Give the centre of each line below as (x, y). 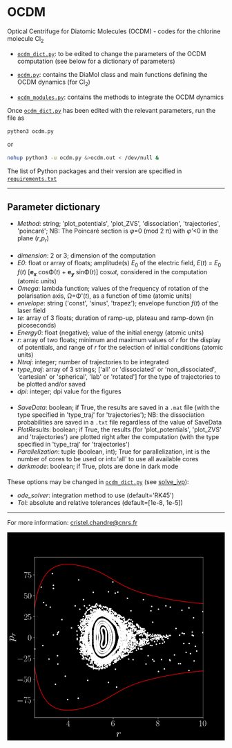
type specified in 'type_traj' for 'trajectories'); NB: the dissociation (111, 415)
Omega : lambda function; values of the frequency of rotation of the (113, 289)
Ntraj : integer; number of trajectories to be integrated (93, 362)
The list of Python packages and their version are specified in (95, 171)
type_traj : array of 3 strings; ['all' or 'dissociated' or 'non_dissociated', (116, 369)
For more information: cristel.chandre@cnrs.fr (72, 523)
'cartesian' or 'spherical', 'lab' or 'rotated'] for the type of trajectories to (119, 377)
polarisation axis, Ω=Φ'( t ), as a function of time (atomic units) (104, 296)
